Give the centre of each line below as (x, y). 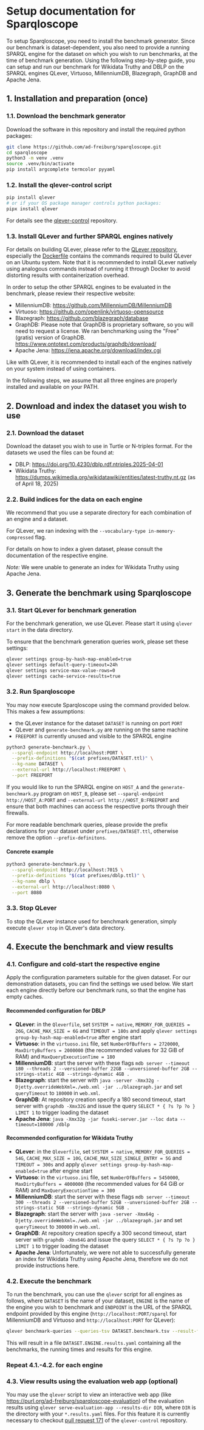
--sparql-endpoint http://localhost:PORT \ (67, 753)
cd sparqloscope (27, 152)
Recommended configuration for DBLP (56, 1010)
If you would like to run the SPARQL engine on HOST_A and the (83, 787)
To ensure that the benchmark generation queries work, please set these (97, 641)
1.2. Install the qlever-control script (59, 185)
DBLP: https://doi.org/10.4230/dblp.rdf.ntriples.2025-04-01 (89, 464)
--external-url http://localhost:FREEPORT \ (69, 770)
